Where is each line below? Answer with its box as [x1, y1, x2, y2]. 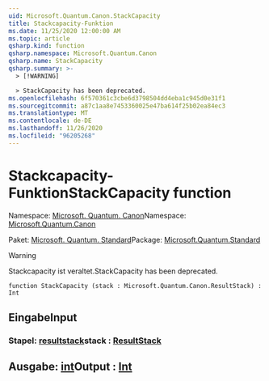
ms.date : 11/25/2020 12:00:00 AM [8, 27, 121, 35]
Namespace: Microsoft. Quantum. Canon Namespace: [8, 210, 187, 220]
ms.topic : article [8, 34, 70, 43]
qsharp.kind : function [8, 42, 85, 50]
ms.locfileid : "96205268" [8, 132, 95, 140]
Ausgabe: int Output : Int [8, 360, 132, 374]
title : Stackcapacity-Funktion [8, 19, 114, 28]
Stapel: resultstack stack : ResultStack [8, 335, 162, 346]
